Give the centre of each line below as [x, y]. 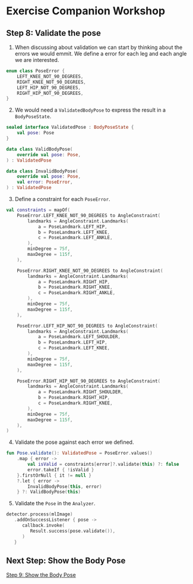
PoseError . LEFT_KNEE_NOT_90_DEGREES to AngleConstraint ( [89, 215]
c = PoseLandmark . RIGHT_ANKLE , [77, 293]
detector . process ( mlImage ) [39, 514]
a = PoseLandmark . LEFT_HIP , [73, 227]
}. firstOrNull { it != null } [54, 475]
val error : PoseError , [45, 182]
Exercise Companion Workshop [86, 11]
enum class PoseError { [36, 71]
